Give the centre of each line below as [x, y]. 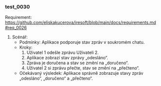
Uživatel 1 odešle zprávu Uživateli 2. [63, 52]
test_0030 [17, 7]
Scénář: [20, 37]
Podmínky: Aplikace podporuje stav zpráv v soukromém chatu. [82, 42]
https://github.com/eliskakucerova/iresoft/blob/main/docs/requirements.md [80, 22]
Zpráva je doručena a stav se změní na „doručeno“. [78, 63]
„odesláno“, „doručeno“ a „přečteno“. [56, 78]
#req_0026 [16, 28]
